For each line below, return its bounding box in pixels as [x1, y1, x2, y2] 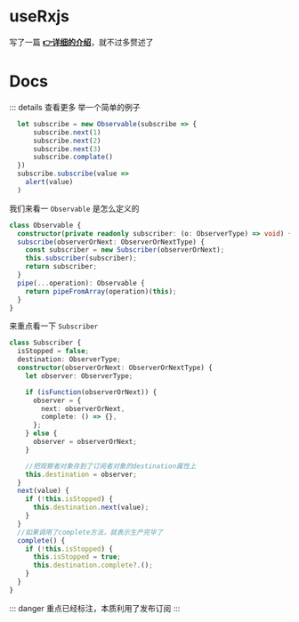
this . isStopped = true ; [32, 553, 122, 561]
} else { [25, 429, 58, 438]
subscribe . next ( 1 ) [32, 127, 101, 137]
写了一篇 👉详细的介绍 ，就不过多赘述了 [9, 36, 154, 47]
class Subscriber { [9, 338, 82, 348]
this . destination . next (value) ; [32, 503, 149, 513]
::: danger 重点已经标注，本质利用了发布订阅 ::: [9, 602, 181, 613]
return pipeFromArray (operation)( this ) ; [25, 287, 177, 295]
